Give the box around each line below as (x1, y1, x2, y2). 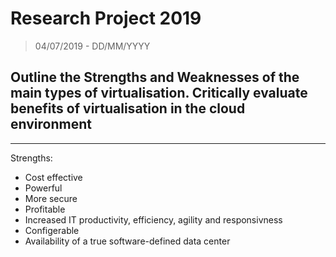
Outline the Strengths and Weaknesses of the (10, 69, 300, 86)
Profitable (24, 203, 66, 215)
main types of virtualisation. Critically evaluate (10, 85, 308, 102)
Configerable (24, 224, 80, 236)
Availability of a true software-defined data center (24, 235, 231, 247)
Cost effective (24, 171, 83, 183)
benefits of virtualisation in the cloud (10, 100, 246, 117)
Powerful (24, 182, 63, 194)
